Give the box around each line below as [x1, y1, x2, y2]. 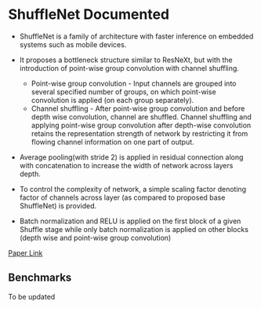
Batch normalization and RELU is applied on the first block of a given [19, 216, 241, 226]
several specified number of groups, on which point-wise [31, 86, 217, 96]
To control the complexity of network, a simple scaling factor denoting [19, 184, 247, 193]
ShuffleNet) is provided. [19, 200, 97, 210]
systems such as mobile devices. [19, 39, 127, 49]
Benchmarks [8, 271, 72, 285]
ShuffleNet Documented [8, 6, 170, 24]
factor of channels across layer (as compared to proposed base [19, 193, 226, 202]
